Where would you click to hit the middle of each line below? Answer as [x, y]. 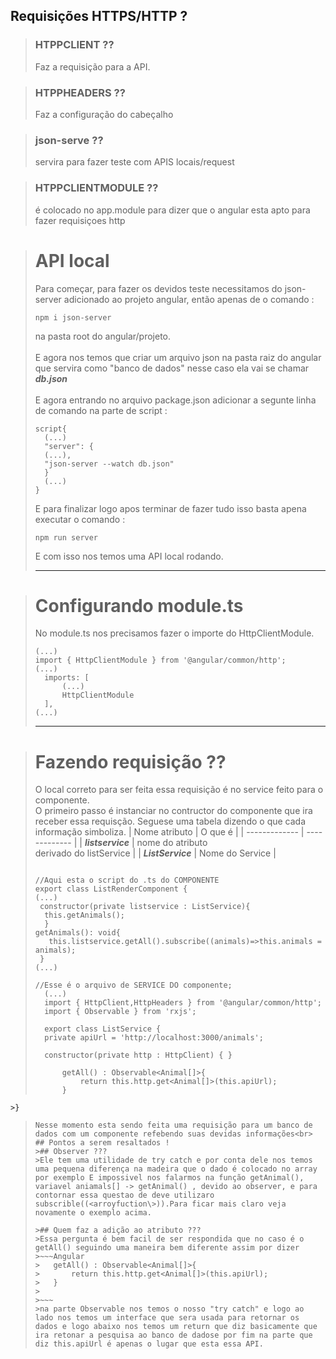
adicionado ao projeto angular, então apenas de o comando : [189, 299]
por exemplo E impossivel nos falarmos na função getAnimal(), [169, 1178]
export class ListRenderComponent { [111, 889]
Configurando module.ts [139, 605]
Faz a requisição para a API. [92, 66]
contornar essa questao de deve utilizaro [124, 1195]
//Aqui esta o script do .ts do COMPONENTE [127, 880]
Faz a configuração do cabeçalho [104, 114]
